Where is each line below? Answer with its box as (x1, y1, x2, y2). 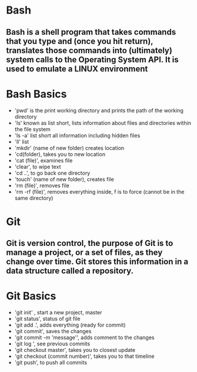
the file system (14, 125, 51, 132)
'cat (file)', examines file (14, 157, 73, 164)
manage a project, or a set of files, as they (6, 248, 163, 258)
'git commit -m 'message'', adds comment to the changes (14, 334, 155, 341)
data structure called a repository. (6, 266, 134, 276)
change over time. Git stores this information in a (6, 257, 189, 267)
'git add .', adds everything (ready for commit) (14, 321, 126, 328)
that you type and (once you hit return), (6, 36, 153, 46)
